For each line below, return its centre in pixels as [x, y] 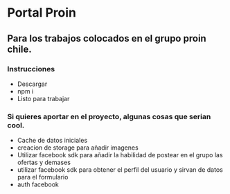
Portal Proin [42, 13]
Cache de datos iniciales [52, 141]
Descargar [32, 84]
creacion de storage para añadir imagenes [78, 148]
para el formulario [43, 177]
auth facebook [38, 184]
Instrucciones [31, 69]
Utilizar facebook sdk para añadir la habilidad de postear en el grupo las [120, 155]
